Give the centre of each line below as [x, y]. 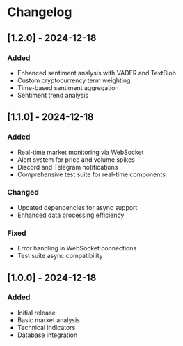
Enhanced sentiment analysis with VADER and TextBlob [96, 73]
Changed [23, 193]
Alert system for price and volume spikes [76, 159]
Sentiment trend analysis [53, 95]
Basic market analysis [48, 320]
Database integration [47, 335]
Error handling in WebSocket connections [77, 248]
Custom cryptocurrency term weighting [74, 80]
